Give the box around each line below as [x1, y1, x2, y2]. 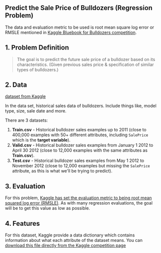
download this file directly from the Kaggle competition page [5, 242, 126, 249]
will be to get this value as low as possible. [5, 206, 90, 211]
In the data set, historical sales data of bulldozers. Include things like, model [5, 103, 157, 109]
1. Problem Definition [5, 44, 69, 52]
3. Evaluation [5, 182, 46, 190]
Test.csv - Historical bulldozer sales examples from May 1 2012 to [12, 158, 145, 164]
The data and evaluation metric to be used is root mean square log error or [5, 24, 154, 30]
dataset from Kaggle [5, 94, 46, 99]
